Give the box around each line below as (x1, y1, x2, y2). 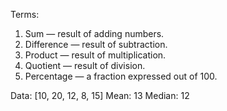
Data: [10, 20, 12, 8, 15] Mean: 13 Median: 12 (10, 90, 190, 101)
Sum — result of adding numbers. (24, 28, 165, 39)
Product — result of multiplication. (24, 49, 167, 61)
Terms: (10, 9, 40, 20)
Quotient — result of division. (24, 60, 146, 71)
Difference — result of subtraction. (24, 39, 168, 50)
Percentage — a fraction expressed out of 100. (24, 70, 218, 82)
